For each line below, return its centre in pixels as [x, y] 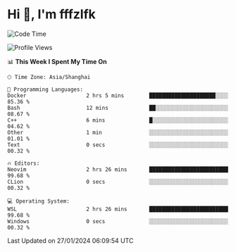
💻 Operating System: [39, 201]
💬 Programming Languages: [45, 89]
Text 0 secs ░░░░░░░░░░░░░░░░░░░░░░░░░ [118, 145]
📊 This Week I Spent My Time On [57, 61]
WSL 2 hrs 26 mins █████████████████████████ [118, 209]
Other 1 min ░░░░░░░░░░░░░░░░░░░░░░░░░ [118, 132]
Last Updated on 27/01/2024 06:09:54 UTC [70, 240]
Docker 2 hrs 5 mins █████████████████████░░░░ [118, 95]
